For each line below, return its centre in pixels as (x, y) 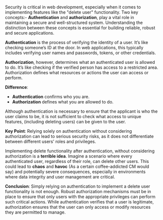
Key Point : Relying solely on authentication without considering (69, 131)
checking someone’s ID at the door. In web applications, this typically (74, 48)
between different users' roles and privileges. (51, 141)
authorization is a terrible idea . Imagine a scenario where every (69, 156)
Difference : (17, 87)
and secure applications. (30, 33)
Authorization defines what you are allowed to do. (63, 102)
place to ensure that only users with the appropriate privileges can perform (80, 197)
